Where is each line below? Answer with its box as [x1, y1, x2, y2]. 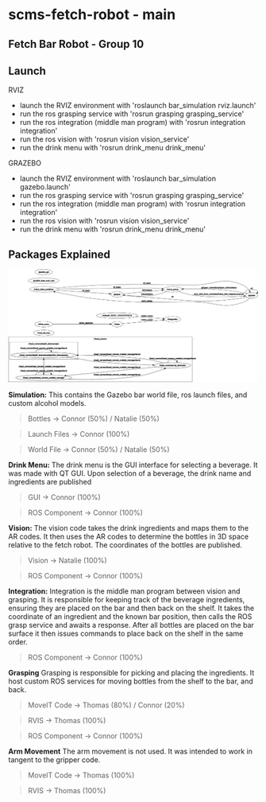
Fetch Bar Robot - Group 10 [8, 37, 145, 51]
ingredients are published [8, 477, 92, 487]
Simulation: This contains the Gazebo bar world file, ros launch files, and [8, 390, 248, 399]
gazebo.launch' [19, 182, 71, 192]
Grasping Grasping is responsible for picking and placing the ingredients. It [8, 668, 255, 678]
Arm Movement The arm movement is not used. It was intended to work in [8, 746, 253, 757]
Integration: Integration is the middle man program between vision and [8, 586, 241, 596]
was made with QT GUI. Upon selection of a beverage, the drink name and [8, 469, 252, 478]
